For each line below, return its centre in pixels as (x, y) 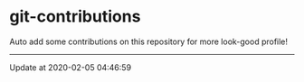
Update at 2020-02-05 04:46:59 (71, 67)
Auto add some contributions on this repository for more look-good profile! (148, 41)
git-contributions (75, 17)
